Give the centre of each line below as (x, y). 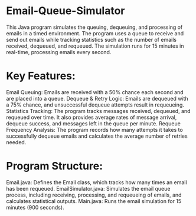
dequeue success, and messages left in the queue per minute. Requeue (94, 123)
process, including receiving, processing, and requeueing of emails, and (94, 195)
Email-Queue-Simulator (66, 11)
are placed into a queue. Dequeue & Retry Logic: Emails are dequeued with (97, 98)
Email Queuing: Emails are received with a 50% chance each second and (95, 92)
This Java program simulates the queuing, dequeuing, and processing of (94, 27)
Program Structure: (55, 166)
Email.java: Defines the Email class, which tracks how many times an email (97, 182)
